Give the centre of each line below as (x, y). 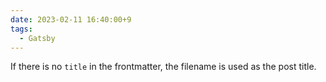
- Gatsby (37, 38)
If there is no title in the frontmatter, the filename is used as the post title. (163, 67)
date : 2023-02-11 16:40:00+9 (71, 19)
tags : (21, 29)
